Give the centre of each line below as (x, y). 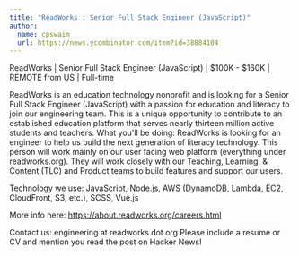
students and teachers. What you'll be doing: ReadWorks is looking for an (145, 133)
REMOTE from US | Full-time (62, 78)
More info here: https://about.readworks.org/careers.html (115, 215)
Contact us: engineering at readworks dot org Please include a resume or (145, 233)
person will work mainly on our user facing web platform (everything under (148, 152)
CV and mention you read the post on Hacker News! (106, 242)
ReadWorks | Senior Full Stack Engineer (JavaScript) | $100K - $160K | (140, 68)
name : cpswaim (44, 34)
